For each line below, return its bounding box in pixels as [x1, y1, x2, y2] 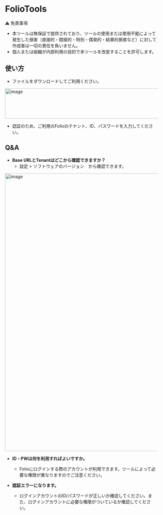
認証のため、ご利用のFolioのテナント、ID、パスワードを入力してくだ [12, 123, 149, 129]
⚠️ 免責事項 [5, 20, 28, 26]
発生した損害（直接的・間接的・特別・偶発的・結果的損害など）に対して [12, 37, 157, 42]
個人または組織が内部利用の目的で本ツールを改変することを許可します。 [12, 49, 157, 55]
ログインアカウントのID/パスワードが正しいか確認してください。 [19, 493, 148, 498]
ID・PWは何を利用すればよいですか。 [12, 456, 87, 461]
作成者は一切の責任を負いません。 [12, 42, 81, 48]
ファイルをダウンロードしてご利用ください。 [12, 78, 102, 84]
